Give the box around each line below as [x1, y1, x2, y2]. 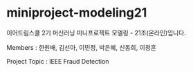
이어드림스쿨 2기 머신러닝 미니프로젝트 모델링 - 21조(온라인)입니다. [6, 28, 186, 37]
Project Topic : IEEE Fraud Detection [6, 57, 109, 65]
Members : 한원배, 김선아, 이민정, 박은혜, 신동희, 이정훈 [6, 43, 157, 51]
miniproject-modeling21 [6, 5, 147, 21]
